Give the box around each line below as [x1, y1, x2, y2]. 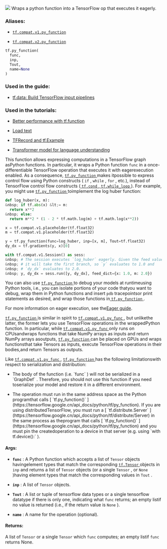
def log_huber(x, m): [5, 198, 50, 203]
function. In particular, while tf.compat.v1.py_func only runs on [5, 325, 135, 331]
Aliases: [5, 17, 26, 24]
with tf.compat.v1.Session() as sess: [5, 252, 85, 258]
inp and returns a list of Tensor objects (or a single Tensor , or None [12, 467, 148, 472]
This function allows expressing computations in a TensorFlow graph [5, 157, 146, 162]
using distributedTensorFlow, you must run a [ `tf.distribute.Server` [12, 407, 149, 413]
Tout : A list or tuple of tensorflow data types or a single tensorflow [12, 491, 150, 497]
